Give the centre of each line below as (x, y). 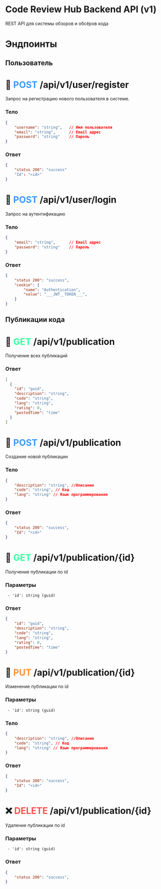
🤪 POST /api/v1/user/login (61, 200)
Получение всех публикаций (36, 356)
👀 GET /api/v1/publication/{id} (70, 558)
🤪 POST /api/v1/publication (63, 442)
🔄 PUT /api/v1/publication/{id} (70, 672)
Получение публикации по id (37, 572)
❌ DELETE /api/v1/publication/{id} (78, 811)
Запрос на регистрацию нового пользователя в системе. (68, 99)
